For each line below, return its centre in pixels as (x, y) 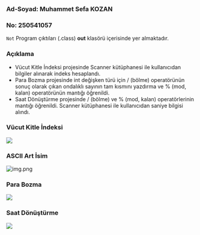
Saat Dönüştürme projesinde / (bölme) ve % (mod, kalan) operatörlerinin (104, 99)
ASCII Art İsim (27, 155)
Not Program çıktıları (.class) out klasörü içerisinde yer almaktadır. (88, 39)
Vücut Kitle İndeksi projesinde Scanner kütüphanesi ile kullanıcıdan (98, 67)
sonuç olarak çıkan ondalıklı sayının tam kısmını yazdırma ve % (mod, (100, 86)
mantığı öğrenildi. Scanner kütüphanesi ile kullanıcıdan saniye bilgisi (99, 105)
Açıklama (20, 54)
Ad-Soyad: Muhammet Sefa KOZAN (59, 9)
